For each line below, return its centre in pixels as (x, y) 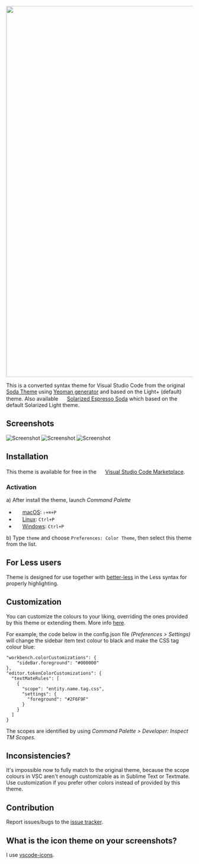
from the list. (22, 544)
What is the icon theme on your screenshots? (92, 841)
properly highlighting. (32, 583)
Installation (27, 457)
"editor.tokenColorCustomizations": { (54, 673)
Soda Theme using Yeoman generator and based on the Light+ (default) (94, 392)
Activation (21, 487)
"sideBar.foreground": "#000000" (58, 663)
